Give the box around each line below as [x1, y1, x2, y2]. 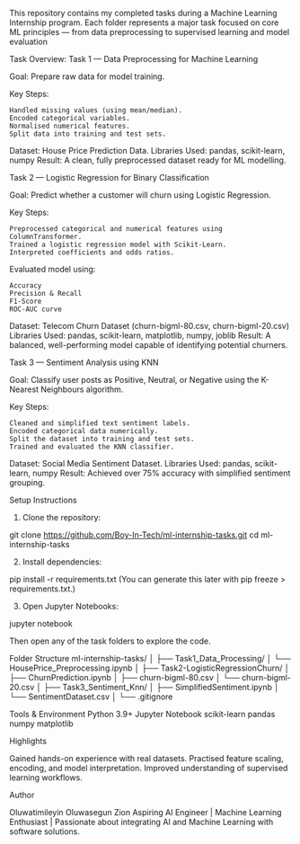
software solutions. [9, 826, 81, 837]
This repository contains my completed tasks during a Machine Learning [9, 8, 278, 18]
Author [9, 790, 35, 800]
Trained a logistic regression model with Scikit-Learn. [9, 240, 227, 249]
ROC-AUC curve [9, 305, 63, 314]
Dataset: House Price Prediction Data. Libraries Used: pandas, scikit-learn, [9, 146, 286, 155]
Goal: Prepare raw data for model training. [9, 71, 165, 82]
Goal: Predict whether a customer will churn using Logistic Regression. [9, 190, 271, 200]
